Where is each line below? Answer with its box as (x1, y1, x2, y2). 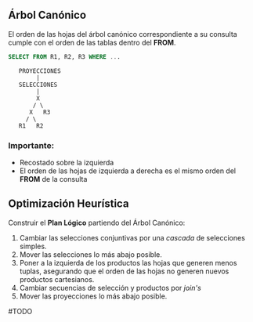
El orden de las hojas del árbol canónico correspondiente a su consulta (8, 29, 237, 38)
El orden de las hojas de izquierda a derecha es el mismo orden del (19, 166, 237, 175)
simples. (19, 241, 47, 251)
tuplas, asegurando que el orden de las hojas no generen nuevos (19, 266, 230, 276)
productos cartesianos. (19, 274, 95, 284)
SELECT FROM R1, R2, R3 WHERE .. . (8, 52, 121, 60)
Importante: (8, 139, 55, 150)
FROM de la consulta (19, 174, 88, 183)
